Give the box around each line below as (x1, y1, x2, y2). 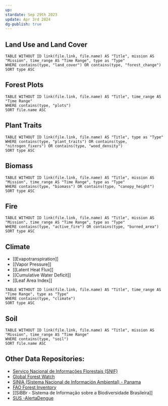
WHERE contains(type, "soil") (5, 336, 69, 342)
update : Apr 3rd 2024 (5, 17, 51, 22)
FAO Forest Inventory (12, 384, 57, 390)
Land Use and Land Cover (5, 40, 88, 49)
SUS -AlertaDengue (12, 395, 54, 401)
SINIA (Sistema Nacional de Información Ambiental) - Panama (12, 379, 141, 385)
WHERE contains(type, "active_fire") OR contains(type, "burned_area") (5, 224, 159, 229)
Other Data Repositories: (5, 355, 85, 363)
